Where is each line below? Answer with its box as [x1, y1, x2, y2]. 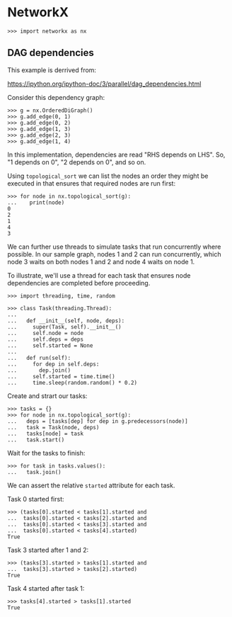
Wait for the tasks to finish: [7, 448, 86, 457]
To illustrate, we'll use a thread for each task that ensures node [7, 271, 191, 280]
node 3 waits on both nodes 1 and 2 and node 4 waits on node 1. [7, 257, 195, 266]
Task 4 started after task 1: [7, 584, 85, 592]
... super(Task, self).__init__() [7, 323, 122, 330]
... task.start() [7, 436, 65, 443]
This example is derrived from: [7, 65, 97, 74]
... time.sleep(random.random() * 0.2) [7, 379, 138, 386]
